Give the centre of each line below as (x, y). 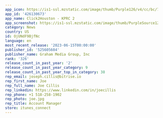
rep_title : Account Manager (33, 104)
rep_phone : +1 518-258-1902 (33, 94)
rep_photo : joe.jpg (25, 99)
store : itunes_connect (28, 108)
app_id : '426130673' (26, 14)
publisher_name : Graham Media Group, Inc (48, 54)
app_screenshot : (21, 23)
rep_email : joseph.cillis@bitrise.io (43, 77)
